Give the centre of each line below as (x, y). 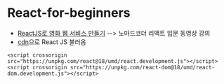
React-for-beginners (69, 13)
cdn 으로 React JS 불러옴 (52, 42)
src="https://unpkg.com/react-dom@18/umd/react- (143, 67)
